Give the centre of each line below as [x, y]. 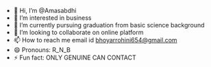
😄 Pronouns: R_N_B [42, 50]
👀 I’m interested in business [52, 18]
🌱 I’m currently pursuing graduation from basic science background [109, 25]
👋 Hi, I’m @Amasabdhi [45, 11]
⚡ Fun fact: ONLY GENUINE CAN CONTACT [75, 57]
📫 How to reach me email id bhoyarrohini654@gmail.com [95, 40]
